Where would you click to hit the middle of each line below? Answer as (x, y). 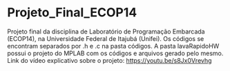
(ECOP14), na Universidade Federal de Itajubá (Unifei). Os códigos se (106, 38)
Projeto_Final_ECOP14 (72, 13)
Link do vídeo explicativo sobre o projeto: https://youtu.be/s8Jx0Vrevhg (109, 60)
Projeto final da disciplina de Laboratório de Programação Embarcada (106, 31)
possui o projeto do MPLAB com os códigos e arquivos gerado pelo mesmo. (115, 53)
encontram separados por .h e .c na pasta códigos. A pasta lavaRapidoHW (113, 46)
